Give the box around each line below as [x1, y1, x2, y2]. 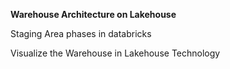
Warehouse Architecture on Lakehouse [10, 9, 177, 20]
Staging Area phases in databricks [10, 28, 152, 39]
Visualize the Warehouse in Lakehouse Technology [10, 47, 221, 59]
